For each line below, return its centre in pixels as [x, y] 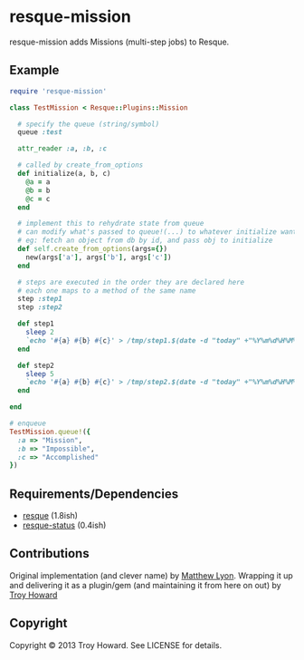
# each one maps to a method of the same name [107, 291]
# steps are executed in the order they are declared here [131, 282]
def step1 [36, 324]
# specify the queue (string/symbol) [89, 124]
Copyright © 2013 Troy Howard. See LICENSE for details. [116, 645]
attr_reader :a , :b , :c [62, 149]
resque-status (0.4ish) [64, 525]
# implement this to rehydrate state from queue [111, 224]
